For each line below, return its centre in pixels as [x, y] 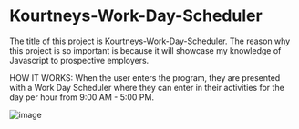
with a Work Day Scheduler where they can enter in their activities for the [147, 87]
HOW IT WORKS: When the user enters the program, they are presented [145, 77]
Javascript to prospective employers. [79, 60]
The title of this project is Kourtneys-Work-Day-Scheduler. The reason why [150, 41]
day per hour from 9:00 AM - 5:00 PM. [82, 97]
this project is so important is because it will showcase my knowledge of [145, 50]
